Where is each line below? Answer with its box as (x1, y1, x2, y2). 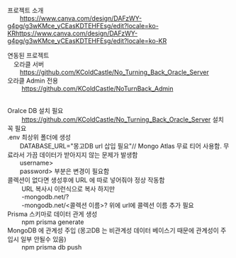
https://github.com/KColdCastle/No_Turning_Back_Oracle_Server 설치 (21, 115, 225, 124)
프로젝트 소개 (7, 6, 44, 14)
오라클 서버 (13, 60, 45, 69)
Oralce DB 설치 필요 (7, 107, 64, 115)
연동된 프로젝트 (7, 52, 50, 59)
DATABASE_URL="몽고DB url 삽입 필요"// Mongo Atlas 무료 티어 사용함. (20, 142, 222, 150)
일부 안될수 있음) (20, 235, 67, 243)
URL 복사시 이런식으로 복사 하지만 (21, 184, 116, 193)
